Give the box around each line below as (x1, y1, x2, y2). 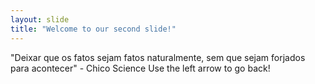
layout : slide (10, 14, 70, 25)
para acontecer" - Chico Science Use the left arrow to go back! (10, 62, 271, 74)
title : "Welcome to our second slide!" (10, 24, 177, 34)
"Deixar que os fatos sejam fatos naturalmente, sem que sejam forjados (10, 51, 306, 63)
